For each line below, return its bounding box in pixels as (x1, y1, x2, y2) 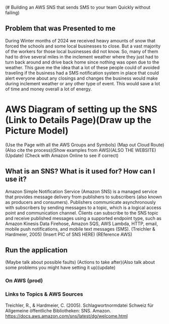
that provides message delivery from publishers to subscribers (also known (5, 194, 162, 200)
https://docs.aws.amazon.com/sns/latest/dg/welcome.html (5, 313, 128, 319)
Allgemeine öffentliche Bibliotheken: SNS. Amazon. (5, 307, 111, 313)
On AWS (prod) (5, 277, 43, 284)
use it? (5, 175, 27, 184)
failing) (5, 10, 20, 16)
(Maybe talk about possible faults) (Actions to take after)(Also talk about (5, 259, 155, 265)
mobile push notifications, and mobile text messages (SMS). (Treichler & (5, 226, 155, 232)
